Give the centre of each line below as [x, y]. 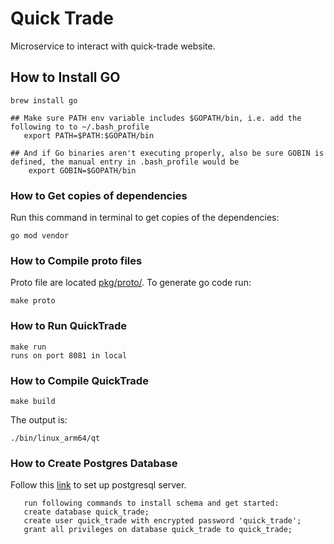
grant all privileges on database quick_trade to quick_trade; [158, 530]
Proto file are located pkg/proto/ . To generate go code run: [131, 283]
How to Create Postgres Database [94, 463]
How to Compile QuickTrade [79, 380]
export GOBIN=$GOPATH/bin [82, 170]
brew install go [44, 100]
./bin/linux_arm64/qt [55, 438]
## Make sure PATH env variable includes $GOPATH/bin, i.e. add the [156, 118]
